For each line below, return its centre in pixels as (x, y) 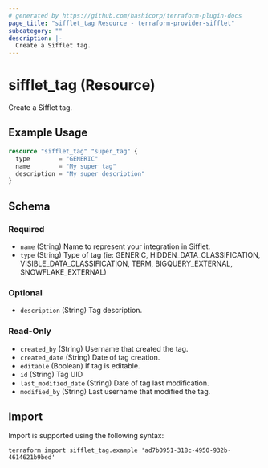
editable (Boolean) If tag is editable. (80, 365)
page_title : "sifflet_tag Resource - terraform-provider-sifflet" (122, 23)
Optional (25, 292)
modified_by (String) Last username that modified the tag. (115, 391)
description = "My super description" (81, 173)
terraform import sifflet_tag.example (73, 450)
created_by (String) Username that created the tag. (104, 348)
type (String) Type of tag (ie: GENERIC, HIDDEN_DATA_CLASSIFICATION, (140, 254)
